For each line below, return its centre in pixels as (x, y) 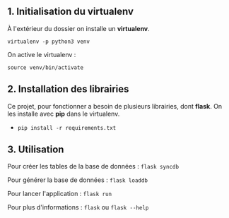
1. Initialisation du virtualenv (71, 12)
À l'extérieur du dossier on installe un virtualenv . (78, 28)
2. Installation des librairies (68, 89)
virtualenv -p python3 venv (49, 42)
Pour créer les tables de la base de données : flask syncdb (93, 166)
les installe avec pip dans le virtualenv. (64, 114)
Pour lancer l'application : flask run (59, 194)
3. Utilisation (36, 150)
